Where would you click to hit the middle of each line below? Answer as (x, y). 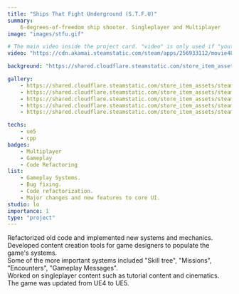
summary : (20, 21)
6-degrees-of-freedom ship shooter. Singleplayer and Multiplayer (121, 27)
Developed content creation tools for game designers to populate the (108, 246)
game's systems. (32, 253)
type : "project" (31, 218)
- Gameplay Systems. (51, 178)
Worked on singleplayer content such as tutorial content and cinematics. (113, 275)
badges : (19, 145)
